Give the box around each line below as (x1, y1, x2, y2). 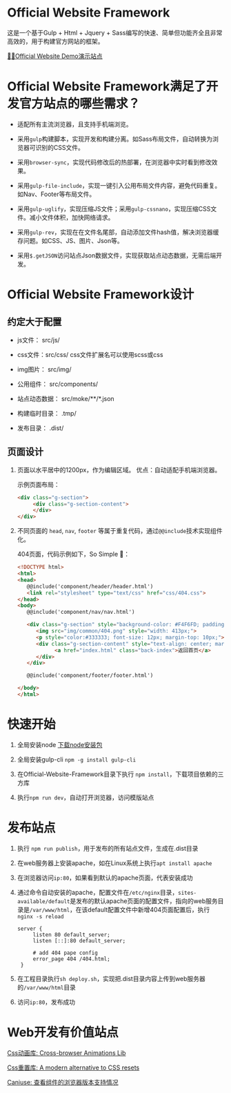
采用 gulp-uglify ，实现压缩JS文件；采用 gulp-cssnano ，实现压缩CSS (17, 204, 211, 213)
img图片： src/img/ (17, 365, 72, 374)
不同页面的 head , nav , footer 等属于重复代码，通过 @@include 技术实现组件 (17, 527, 223, 535)
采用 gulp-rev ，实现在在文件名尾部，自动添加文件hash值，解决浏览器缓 (17, 228, 219, 236)
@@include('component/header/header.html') (26, 583, 154, 590)
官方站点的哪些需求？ (19, 96, 141, 112)
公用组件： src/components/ (17, 380, 99, 388)
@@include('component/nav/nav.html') (26, 609, 135, 616)
